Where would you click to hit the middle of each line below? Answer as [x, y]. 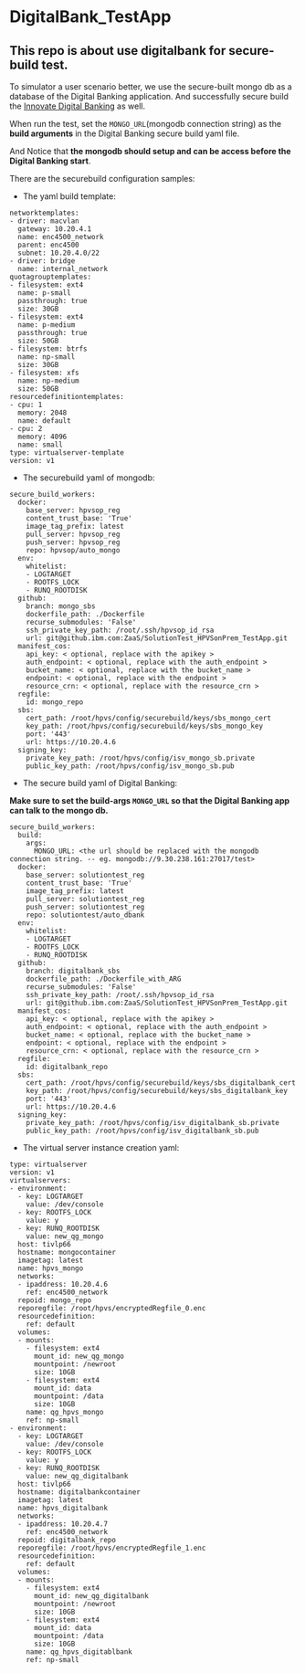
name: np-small [47, 357]
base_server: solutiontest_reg [85, 875]
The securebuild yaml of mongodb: [89, 478]
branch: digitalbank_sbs [73, 971]
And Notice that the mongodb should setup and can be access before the [150, 151]
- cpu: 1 [26, 405]
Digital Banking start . [50, 161]
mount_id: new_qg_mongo [79, 1356]
